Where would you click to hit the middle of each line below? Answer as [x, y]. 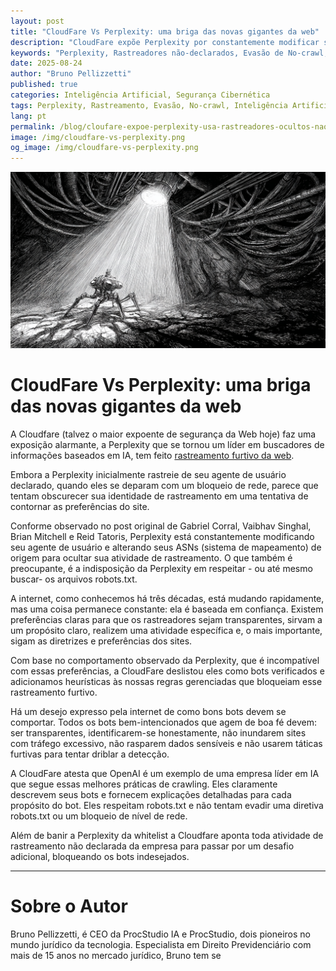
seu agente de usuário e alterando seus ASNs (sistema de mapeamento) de [166, 547]
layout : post [37, 21]
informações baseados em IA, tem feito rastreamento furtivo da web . [152, 456]
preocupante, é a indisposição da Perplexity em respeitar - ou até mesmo [161, 569]
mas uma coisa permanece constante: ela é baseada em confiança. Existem [167, 609]
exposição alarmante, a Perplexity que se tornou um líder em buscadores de [167, 445]
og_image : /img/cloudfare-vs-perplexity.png [104, 148]
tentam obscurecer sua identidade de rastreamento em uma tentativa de [159, 496]
